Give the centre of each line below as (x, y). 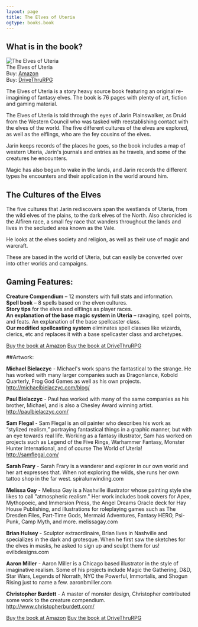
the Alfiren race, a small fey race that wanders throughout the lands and (94, 222)
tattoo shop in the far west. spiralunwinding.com (65, 478)
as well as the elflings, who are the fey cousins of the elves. (79, 135)
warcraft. (17, 246)
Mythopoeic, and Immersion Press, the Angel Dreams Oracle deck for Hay (96, 503)
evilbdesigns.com (27, 552)
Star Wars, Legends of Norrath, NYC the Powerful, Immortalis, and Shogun (97, 576)
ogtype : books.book (30, 23)
